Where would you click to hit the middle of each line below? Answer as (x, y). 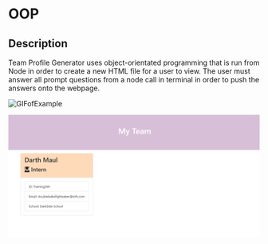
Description (38, 44)
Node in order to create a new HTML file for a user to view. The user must (129, 71)
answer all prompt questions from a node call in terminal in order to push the (134, 80)
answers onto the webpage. (54, 88)
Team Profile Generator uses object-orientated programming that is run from (134, 62)
